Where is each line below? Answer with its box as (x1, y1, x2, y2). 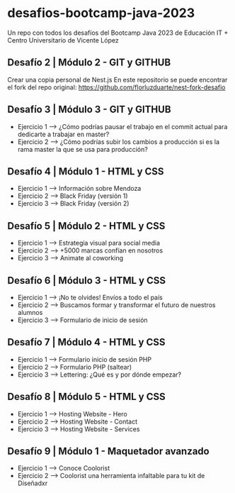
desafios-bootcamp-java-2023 (7, 5, 195, 21)
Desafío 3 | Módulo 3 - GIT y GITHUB (7, 104, 171, 116)
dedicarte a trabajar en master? (17, 130, 110, 138)
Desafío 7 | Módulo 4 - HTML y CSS (7, 336, 166, 348)
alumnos (17, 309, 43, 316)
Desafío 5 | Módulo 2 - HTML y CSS (7, 220, 166, 232)
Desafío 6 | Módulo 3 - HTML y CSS (7, 275, 166, 287)
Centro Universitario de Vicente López (7, 35, 119, 44)
